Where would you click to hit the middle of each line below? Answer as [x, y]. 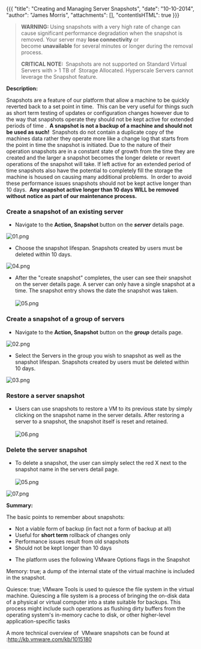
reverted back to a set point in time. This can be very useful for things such [100, 107]
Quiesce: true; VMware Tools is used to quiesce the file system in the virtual [100, 589]
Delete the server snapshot [47, 450]
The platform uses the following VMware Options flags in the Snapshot [102, 560]
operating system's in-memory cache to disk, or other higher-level [88, 615]
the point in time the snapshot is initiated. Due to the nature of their [89, 145]
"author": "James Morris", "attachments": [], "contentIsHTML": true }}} [93, 15]
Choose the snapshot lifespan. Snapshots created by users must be [99, 248]
